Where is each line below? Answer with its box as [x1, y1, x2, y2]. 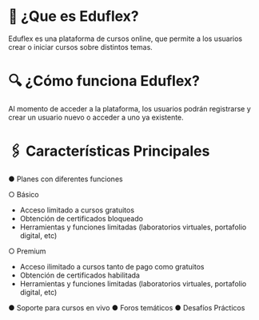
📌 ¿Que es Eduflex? [8, 7, 140, 26]
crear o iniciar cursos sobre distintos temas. [8, 42, 153, 51]
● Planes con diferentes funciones [8, 174, 123, 184]
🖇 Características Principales [8, 142, 210, 160]
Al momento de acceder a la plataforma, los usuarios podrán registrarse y [8, 103, 252, 113]
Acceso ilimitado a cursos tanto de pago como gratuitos [19, 261, 205, 271]
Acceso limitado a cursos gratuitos [19, 205, 134, 215]
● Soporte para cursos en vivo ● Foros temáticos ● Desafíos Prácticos [8, 302, 245, 312]
